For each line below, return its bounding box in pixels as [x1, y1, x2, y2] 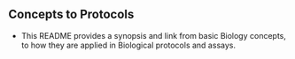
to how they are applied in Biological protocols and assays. [20, 40, 237, 50]
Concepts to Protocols [8, 7, 135, 22]
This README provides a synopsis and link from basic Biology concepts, [20, 30, 287, 41]
